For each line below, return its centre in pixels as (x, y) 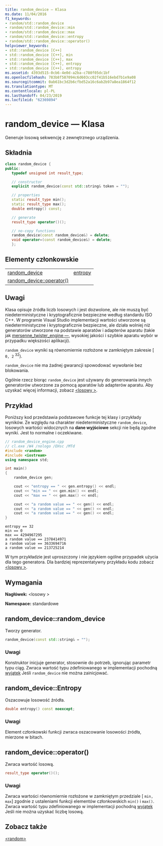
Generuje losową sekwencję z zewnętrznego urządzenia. (62, 138)
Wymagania (24, 583)
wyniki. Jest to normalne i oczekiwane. (44, 433)
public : (13, 168)
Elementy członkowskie (42, 260)
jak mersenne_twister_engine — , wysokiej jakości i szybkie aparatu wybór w (81, 335)
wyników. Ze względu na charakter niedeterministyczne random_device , (76, 423)
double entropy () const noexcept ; (40, 709)
